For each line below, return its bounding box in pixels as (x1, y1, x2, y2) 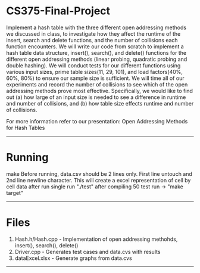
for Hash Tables (6, 124, 45, 131)
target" (6, 189, 24, 196)
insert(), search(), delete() (14, 241, 79, 249)
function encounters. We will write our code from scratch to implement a (6, 43, 185, 50)
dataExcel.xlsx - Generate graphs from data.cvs (14, 255, 132, 262)
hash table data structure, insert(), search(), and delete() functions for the (6, 49, 187, 56)
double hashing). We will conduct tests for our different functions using (6, 61, 181, 69)
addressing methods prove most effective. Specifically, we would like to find (6, 87, 193, 94)
